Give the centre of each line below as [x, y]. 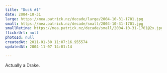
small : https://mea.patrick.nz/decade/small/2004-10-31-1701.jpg [74, 24]
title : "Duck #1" [23, 10]
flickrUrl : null [22, 33]
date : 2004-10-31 [23, 14]
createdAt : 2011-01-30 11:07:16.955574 [46, 42]
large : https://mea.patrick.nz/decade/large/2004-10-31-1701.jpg [74, 19]
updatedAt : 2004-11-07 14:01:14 [39, 47]
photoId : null [20, 38]
